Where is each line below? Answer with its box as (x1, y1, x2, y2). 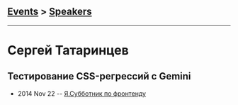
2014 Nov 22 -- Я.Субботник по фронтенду (17, 89, 147, 98)
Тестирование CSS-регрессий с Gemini (7, 70, 191, 82)
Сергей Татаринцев (7, 43, 129, 58)
